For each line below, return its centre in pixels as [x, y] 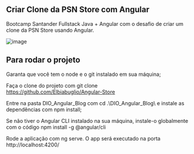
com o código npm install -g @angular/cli [56, 127]
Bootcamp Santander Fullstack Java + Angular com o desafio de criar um [95, 24]
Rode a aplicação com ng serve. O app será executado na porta [83, 138]
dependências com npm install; [44, 109]
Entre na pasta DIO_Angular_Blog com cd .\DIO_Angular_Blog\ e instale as [95, 103]
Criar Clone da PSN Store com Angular [78, 10]
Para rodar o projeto [43, 60]
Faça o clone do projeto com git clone [52, 85]
